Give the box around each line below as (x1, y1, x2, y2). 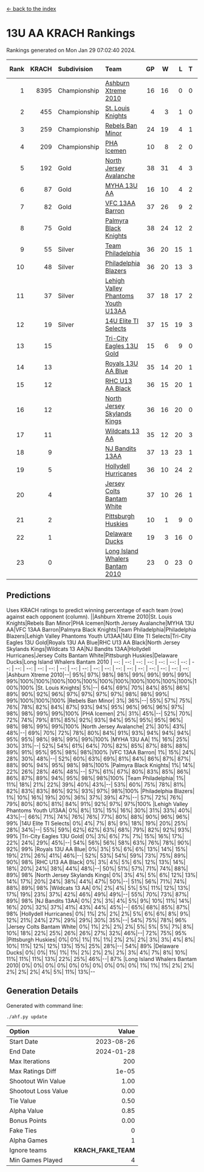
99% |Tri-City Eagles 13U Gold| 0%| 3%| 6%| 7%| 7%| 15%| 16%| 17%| (6, 832, 185, 839)
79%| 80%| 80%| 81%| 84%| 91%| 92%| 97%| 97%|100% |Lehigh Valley (6, 800, 188, 807)
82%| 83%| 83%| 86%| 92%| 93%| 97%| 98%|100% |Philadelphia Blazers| (6, 787, 195, 795)
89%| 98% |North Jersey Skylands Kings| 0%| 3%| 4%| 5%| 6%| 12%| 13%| (6, 871, 198, 878)
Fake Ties (9, 1126, 38, 1134)
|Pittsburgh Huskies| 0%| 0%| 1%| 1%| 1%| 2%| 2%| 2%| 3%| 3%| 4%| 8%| (6, 936, 195, 943)
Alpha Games (9, 1136, 48, 1145)
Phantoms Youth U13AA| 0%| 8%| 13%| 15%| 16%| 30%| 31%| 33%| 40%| (6, 807, 192, 814)
